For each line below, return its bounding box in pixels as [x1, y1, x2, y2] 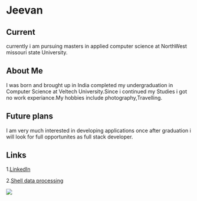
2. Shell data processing [6, 177, 64, 184]
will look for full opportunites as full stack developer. [6, 133, 133, 140]
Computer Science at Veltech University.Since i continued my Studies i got [6, 88, 188, 95]
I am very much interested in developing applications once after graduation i [6, 127, 192, 134]
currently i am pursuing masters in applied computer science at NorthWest [6, 42, 188, 50]
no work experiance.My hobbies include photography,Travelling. [6, 94, 163, 101]
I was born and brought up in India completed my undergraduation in [6, 81, 173, 88]
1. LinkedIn [6, 166, 31, 173]
